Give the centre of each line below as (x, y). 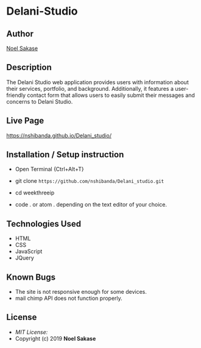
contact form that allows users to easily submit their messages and (111, 95)
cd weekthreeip (35, 193)
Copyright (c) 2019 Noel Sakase (55, 338)
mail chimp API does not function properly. (69, 298)
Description (29, 67)
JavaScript (29, 252)
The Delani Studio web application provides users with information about (97, 82)
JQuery (25, 258)
